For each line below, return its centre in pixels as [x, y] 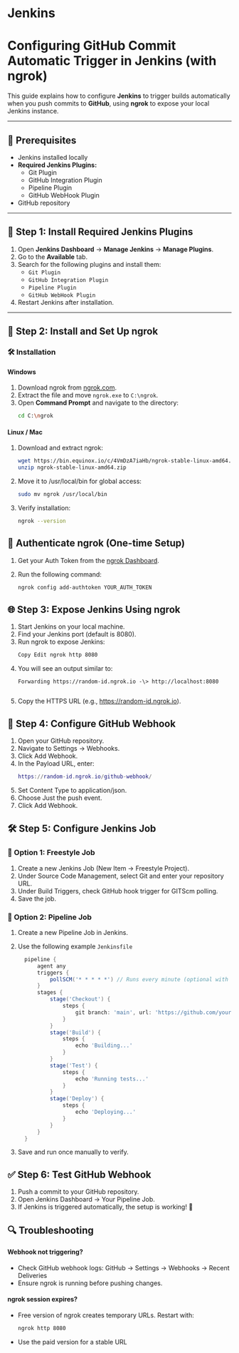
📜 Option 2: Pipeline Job [50, 917]
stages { [50, 993]
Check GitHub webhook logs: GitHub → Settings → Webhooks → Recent [123, 1267]
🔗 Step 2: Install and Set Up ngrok [83, 331]
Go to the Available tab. [52, 257]
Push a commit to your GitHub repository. [78, 1192]
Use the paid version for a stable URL [73, 1342]
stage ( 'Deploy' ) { [77, 1099]
